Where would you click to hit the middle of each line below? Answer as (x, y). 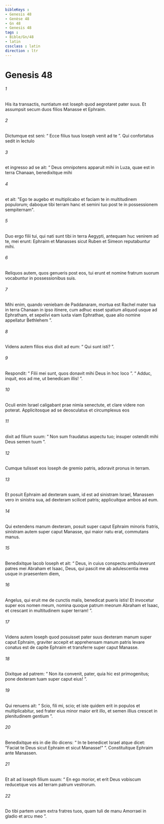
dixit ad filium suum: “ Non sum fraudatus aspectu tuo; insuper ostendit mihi (82, 436)
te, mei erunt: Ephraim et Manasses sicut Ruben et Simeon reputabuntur (78, 241)
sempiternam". (20, 210)
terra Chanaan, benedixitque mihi (39, 173)
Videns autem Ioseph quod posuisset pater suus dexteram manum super (78, 637)
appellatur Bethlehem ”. (29, 320)
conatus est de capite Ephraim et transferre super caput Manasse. (72, 647)
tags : (12, 32)
